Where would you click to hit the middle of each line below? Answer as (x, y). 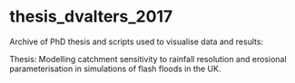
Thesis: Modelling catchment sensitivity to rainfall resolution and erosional (148, 59)
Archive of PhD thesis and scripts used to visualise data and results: (137, 41)
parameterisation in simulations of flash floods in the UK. (115, 69)
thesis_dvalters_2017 (91, 17)
